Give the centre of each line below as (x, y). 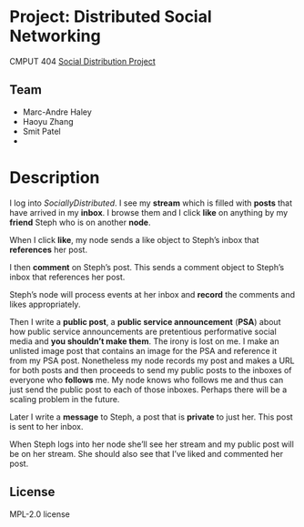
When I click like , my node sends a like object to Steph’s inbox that (134, 239)
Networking (56, 36)
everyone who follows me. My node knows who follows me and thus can (147, 380)
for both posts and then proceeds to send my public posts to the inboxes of (151, 370)
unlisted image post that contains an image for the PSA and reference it (143, 350)
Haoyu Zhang (48, 121)
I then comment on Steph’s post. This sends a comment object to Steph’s (147, 267)
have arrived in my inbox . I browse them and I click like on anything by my (149, 212)
